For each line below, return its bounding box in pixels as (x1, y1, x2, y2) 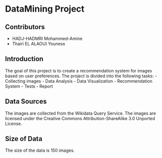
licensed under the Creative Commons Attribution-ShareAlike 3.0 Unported (5, 115, 156, 121)
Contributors (5, 23, 45, 31)
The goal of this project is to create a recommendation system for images (5, 68, 152, 73)
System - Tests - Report (5, 83, 54, 89)
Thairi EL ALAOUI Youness (12, 41, 66, 47)
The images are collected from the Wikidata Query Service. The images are (5, 110, 156, 116)
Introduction (5, 55, 44, 63)
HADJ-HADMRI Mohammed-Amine (12, 35, 83, 41)
